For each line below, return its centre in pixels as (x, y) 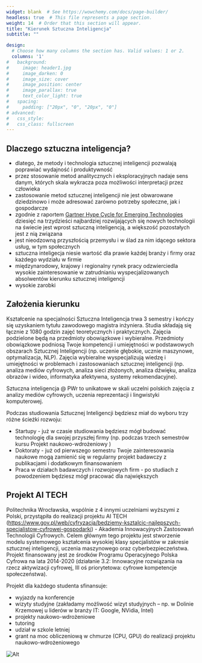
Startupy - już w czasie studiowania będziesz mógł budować (90, 431)
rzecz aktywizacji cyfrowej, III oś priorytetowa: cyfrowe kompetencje (92, 567)
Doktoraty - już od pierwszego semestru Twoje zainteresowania (94, 450)
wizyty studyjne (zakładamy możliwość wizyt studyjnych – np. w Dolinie (104, 604)
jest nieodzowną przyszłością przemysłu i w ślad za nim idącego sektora (105, 240)
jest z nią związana (39, 234)
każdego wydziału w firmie (49, 260)
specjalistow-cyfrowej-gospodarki (49, 529)
